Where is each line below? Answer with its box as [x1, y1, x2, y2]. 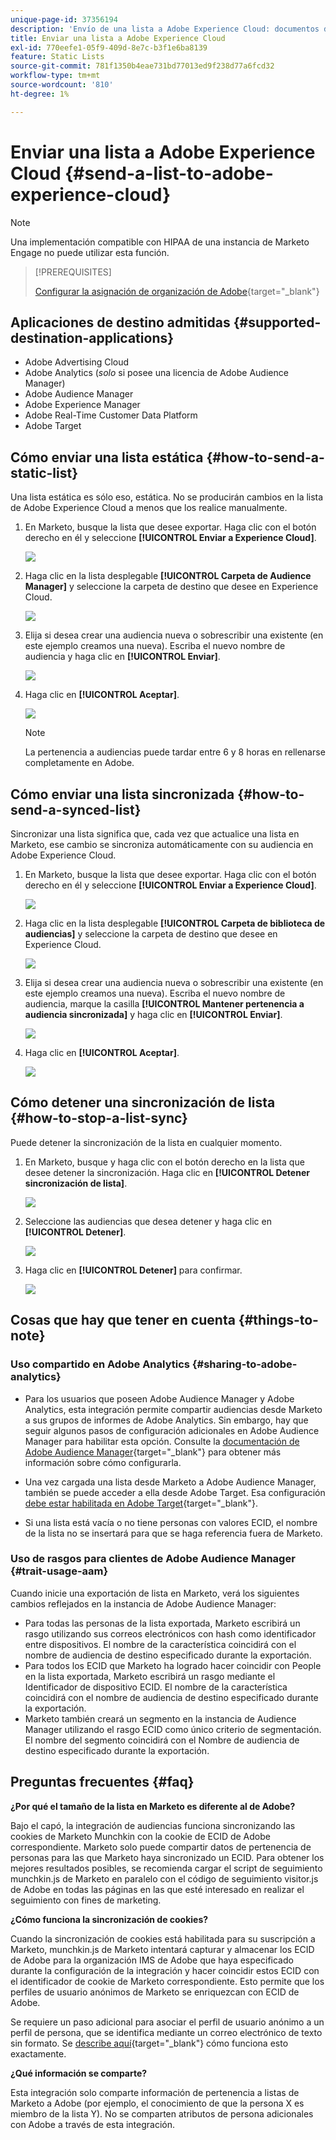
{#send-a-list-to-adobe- [64, 162, 274, 185]
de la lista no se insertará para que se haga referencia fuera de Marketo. [24, 1527, 323, 1539]
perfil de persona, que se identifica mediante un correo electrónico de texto [10, 2026, 323, 2038]
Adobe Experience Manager [24, 399, 141, 411]
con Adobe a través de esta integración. [10, 2118, 176, 2130]
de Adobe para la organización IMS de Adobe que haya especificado [10, 1954, 294, 1966]
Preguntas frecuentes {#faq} [10, 1774, 195, 1791]
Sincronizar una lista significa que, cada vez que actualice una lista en [10, 828, 300, 840]
